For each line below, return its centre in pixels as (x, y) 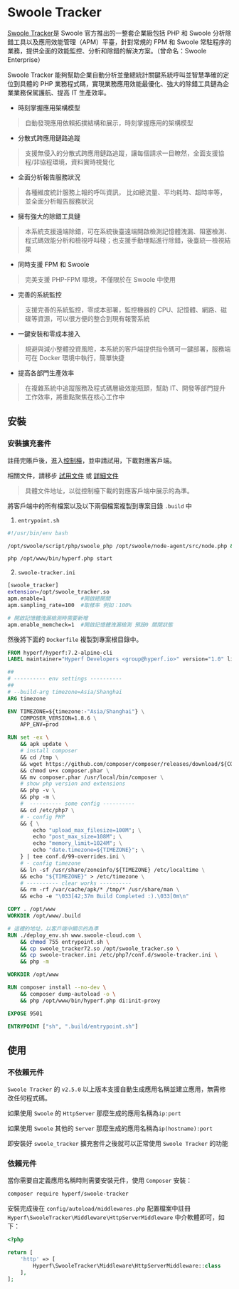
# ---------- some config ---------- (78, 804)
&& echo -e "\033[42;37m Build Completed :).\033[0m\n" (105, 896)
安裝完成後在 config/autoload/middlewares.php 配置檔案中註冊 (99, 1209)
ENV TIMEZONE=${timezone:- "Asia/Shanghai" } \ (76, 711)
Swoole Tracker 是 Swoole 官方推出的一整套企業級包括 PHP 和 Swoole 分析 (116, 33)
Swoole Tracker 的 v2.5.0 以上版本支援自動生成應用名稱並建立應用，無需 (113, 1089)
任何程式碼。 (32, 1098)
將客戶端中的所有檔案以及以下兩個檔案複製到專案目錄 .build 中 (100, 505)
